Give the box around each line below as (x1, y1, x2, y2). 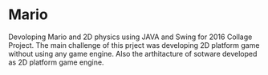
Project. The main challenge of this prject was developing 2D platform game (8, 40, 260, 49)
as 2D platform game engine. (8, 57, 104, 67)
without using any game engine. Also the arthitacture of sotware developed (8, 49, 258, 58)
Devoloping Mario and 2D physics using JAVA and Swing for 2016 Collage (8, 32, 253, 41)
